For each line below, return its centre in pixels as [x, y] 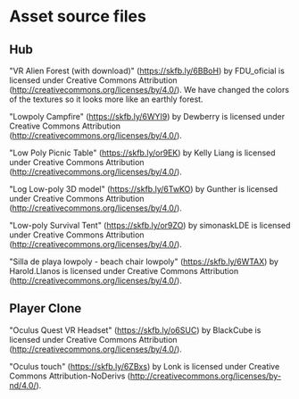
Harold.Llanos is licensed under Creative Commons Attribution [124, 271]
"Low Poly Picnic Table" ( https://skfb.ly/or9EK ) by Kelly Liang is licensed [142, 153]
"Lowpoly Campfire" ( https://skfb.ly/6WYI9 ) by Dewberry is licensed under [147, 116]
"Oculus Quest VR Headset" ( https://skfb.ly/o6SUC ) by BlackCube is [135, 330]
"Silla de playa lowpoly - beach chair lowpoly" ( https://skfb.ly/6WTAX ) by [144, 262]
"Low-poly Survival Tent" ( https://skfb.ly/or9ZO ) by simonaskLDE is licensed [150, 225]
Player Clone [46, 308]
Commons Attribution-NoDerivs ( [70, 376]
